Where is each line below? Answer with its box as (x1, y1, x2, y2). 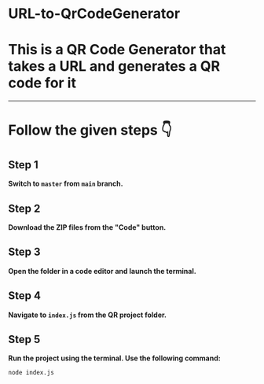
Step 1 (8, 158, 39, 172)
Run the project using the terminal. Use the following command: (8, 353, 222, 363)
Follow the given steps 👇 (8, 121, 173, 139)
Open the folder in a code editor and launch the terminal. (8, 266, 196, 275)
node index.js (8, 369, 55, 377)
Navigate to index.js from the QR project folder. (8, 310, 167, 319)
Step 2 (8, 201, 41, 215)
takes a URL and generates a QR (8, 57, 221, 76)
